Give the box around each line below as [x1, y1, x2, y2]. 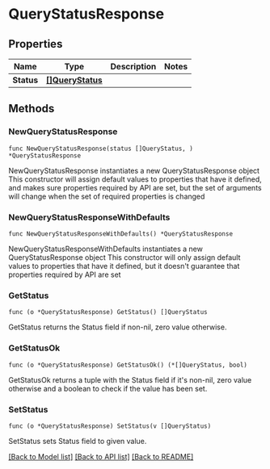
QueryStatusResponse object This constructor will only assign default [8, 252, 241, 262]
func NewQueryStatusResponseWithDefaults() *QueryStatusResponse [8, 229, 233, 238]
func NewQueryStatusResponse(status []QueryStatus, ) [8, 144, 194, 153]
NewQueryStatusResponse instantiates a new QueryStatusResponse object [8, 165, 260, 175]
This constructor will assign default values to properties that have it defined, [8, 174, 263, 184]
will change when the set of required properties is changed [8, 191, 205, 201]
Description [110, 61, 157, 72]
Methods [8, 102, 55, 115]
